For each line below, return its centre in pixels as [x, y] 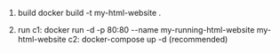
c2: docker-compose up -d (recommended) [148, 39]
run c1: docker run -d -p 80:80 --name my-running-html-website [136, 30]
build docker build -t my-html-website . [89, 13]
